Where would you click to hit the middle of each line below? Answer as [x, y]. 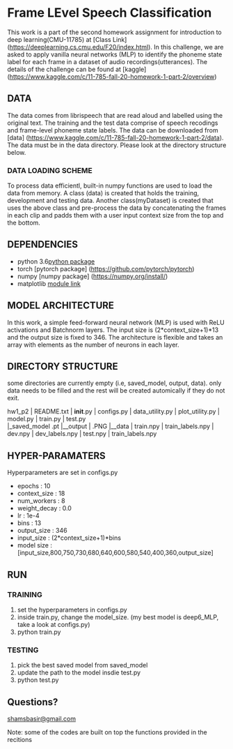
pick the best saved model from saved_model [82, 665]
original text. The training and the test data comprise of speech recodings [113, 123]
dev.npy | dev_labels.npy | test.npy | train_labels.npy [82, 434]
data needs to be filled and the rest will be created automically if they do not [116, 391]
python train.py [39, 632]
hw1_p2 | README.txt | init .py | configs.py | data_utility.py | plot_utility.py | [114, 411]
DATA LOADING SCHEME [50, 170]
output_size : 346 [42, 531]
